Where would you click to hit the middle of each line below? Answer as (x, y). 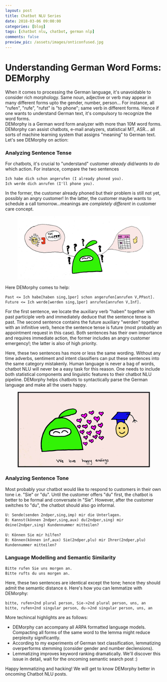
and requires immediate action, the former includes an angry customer (78, 338)
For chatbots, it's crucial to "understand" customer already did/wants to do (82, 164)
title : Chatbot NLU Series (33, 16)
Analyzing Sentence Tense (38, 152)
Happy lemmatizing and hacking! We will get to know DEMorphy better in (80, 669)
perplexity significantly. (36, 638)
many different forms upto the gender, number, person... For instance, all (80, 102)
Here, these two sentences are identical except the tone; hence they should (83, 583)
